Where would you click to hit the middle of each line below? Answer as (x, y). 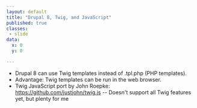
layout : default (27, 12)
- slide (18, 34)
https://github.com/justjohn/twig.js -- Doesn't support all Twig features (103, 92)
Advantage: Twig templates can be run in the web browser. (88, 79)
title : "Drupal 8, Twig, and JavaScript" (59, 17)
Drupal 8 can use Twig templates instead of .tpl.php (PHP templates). (101, 73)
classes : (17, 28)
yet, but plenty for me (42, 98)
